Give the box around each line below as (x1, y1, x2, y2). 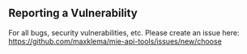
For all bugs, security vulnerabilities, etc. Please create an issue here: (8, 27, 240, 37)
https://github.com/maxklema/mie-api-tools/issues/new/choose (8, 36, 223, 46)
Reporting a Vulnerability (8, 6, 138, 20)
